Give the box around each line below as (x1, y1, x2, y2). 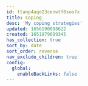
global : (12, 65, 32, 71)
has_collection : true (6, 37, 61, 43)
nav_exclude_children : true (6, 54, 78, 60)
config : (6, 59, 26, 65)
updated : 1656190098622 (6, 25, 67, 32)
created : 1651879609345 (6, 31, 67, 38)
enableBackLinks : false (17, 71, 78, 77)
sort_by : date (6, 43, 42, 49)
